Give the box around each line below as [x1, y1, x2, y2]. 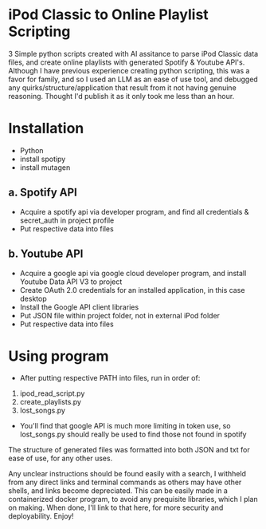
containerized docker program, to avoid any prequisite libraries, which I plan [8, 495, 258, 504]
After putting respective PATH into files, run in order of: [19, 373, 201, 383]
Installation [8, 120, 84, 137]
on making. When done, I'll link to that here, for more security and [8, 503, 224, 512]
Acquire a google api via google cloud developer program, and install [19, 268, 247, 278]
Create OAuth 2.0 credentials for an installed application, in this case [19, 285, 245, 294]
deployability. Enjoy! [8, 511, 74, 521]
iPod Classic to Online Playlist [8, 6, 209, 24]
